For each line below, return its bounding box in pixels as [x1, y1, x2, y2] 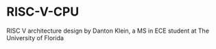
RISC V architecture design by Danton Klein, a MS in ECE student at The [6, 27, 210, 35]
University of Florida [6, 33, 64, 42]
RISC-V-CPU [6, 4, 80, 20]
